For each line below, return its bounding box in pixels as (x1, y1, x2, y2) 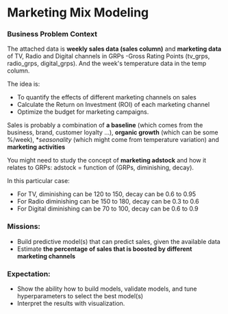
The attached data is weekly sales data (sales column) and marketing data (7, 45, 222, 53)
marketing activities (7, 143, 66, 152)
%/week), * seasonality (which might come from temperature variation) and (7, 136, 219, 144)
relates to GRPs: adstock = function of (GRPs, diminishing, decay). (7, 163, 194, 172)
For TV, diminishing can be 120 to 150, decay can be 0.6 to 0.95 (16, 190, 197, 198)
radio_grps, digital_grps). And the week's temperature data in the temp (7, 60, 207, 68)
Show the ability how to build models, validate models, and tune (16, 285, 197, 293)
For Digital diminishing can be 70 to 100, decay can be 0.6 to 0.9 (16, 204, 199, 213)
